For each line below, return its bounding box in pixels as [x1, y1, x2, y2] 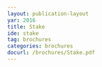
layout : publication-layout [7, 10, 89, 17]
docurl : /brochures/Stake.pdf [7, 50, 96, 57]
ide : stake [7, 29, 39, 37]
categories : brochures [7, 43, 73, 50]
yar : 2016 [7, 17, 36, 24]
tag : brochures [7, 36, 52, 43]
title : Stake [7, 23, 45, 30]
